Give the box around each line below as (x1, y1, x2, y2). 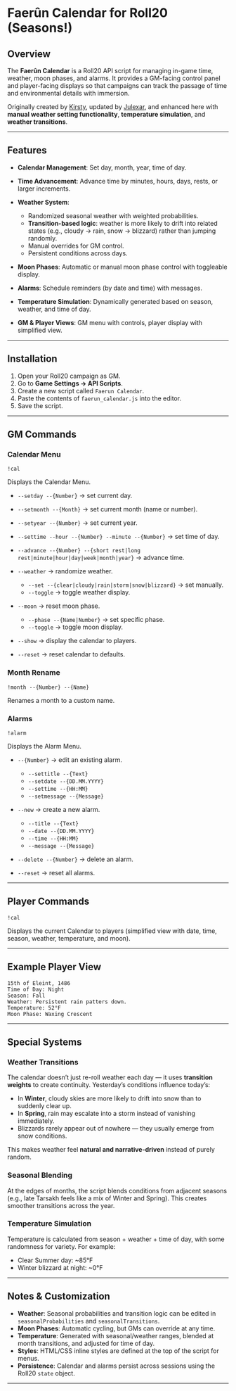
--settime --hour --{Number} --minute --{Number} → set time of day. (17, 533, 220, 541)
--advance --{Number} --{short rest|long (17, 547, 140, 554)
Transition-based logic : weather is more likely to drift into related (27, 219, 218, 227)
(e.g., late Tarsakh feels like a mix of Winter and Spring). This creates (7, 1194, 207, 1202)
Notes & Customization (7, 1290, 110, 1302)
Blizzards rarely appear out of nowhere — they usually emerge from (17, 1124, 214, 1133)
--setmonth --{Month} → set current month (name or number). (17, 505, 198, 514)
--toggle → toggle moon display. (27, 623, 124, 631)
